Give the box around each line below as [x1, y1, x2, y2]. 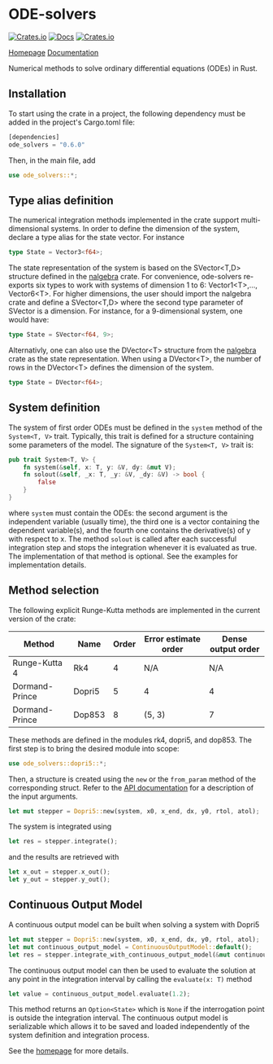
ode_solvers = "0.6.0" [8, 140, 85, 149]
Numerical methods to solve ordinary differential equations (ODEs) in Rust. [8, 63, 258, 73]
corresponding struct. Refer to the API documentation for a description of [8, 782, 254, 792]
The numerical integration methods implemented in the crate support [8, 215, 240, 225]
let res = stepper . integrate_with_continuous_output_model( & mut [8, 950, 231, 959]
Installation [8, 87, 67, 101]
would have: [8, 315, 50, 325]
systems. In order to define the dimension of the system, [50, 224, 240, 234]
